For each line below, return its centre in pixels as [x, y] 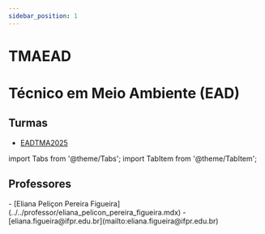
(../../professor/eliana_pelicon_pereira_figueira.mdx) [95, 212]
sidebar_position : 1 [43, 16]
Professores [40, 184]
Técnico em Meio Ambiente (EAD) [124, 93]
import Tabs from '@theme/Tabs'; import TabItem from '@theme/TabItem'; [133, 158]
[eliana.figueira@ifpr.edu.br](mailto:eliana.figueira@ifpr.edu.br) [113, 221]
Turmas [28, 123]
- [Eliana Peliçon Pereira [49, 203]
